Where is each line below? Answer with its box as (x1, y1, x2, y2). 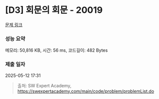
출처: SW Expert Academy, (17, 82, 72, 89)
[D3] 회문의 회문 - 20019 (5, 4, 103, 16)
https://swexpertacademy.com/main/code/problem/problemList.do (17, 88, 155, 94)
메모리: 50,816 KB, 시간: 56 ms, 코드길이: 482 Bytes (5, 47, 108, 53)
